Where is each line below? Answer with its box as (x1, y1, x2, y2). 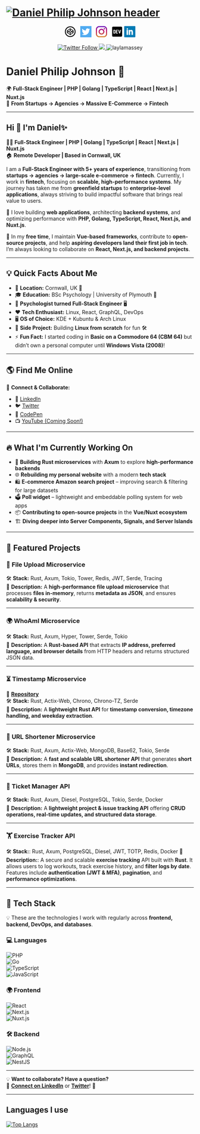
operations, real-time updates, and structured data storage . (6, 811, 157, 818)
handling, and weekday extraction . (6, 712, 94, 720)
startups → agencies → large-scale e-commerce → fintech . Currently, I (6, 172, 185, 179)
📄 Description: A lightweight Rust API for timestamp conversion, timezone (6, 706, 193, 713)
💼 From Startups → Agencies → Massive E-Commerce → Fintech (6, 100, 168, 107)
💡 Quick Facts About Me (6, 268, 98, 278)
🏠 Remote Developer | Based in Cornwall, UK (6, 151, 121, 159)
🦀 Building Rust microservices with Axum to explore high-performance (14, 458, 193, 466)
